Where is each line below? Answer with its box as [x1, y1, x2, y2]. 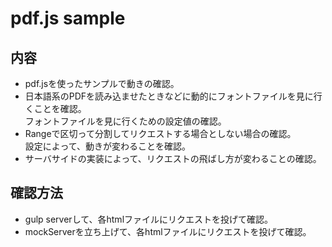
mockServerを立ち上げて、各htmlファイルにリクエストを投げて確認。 [24, 225, 312, 237]
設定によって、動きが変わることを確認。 [24, 140, 191, 152]
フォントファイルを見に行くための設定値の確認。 [24, 115, 227, 127]
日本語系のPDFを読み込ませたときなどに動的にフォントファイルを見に [24, 90, 314, 102]
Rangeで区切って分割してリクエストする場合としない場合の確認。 [24, 128, 297, 139]
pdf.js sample [10, 7, 126, 30]
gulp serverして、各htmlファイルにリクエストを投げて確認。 [24, 213, 274, 225]
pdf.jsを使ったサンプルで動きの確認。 [24, 78, 180, 89]
